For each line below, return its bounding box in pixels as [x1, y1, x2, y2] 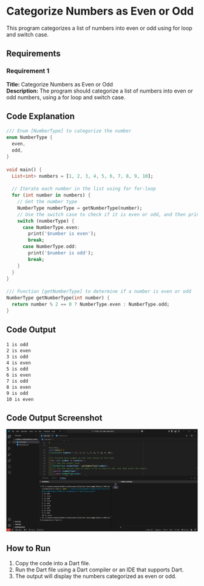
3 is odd [6, 354, 29, 360]
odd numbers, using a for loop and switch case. [6, 93, 126, 101]
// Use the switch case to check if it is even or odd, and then [17, 211, 186, 217]
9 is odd [6, 390, 29, 396]
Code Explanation [6, 111, 75, 122]
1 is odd [6, 341, 29, 347]
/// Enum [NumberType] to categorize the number [6, 128, 132, 134]
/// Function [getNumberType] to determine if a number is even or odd [6, 288, 191, 295]
